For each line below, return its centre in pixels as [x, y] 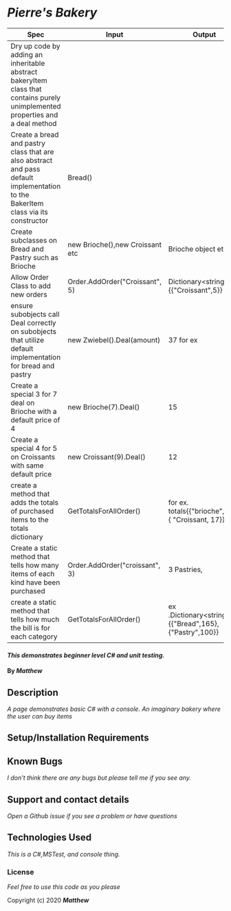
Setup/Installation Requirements [78, 738]
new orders [29, 294]
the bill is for [30, 628]
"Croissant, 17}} [199, 519]
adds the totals [34, 502]
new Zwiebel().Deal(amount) [114, 340]
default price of [35, 419]
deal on [23, 402]
